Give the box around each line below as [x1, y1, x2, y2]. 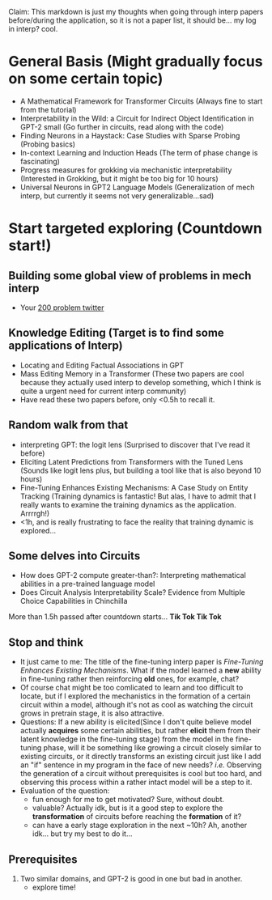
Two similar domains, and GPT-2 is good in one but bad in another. [19, 874, 243, 883]
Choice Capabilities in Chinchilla [19, 596, 128, 606]
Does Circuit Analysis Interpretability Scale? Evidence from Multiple [19, 588, 245, 597]
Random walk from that [8, 418, 129, 432]
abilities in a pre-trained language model [19, 579, 155, 589]
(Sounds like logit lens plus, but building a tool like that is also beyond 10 [19, 465, 261, 475]
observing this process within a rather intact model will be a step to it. [19, 777, 253, 787]
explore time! [32, 882, 77, 892]
